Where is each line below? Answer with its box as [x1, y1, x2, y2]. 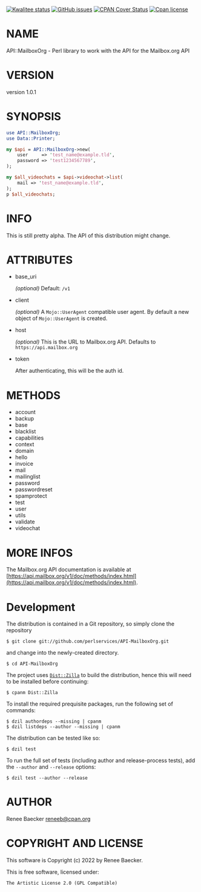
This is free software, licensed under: [6, 868, 99, 876]
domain [15, 447, 35, 455]
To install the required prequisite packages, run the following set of [6, 700, 174, 707]
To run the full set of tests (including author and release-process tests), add [6, 757, 196, 764]
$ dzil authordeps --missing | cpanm [6, 718, 102, 725]
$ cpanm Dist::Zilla [6, 690, 59, 696]
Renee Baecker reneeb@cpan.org [6, 815, 91, 823]
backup [15, 415, 35, 422]
